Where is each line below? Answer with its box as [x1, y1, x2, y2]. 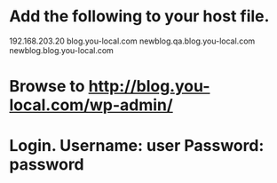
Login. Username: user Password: [9, 136, 265, 156]
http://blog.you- [88, 76, 210, 97]
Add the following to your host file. [9, 6, 270, 27]
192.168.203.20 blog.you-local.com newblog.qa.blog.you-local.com [9, 36, 256, 46]
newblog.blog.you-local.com [9, 44, 114, 55]
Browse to [9, 76, 85, 97]
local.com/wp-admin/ [9, 95, 173, 115]
